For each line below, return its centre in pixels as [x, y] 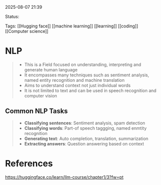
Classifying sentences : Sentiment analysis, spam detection [85, 123]
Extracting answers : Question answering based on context [84, 143]
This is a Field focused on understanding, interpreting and [83, 64]
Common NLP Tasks [36, 111]
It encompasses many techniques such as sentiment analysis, [87, 75]
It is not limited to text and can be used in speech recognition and [90, 91]
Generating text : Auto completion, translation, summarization [86, 139]
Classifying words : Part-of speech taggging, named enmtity [85, 128]
